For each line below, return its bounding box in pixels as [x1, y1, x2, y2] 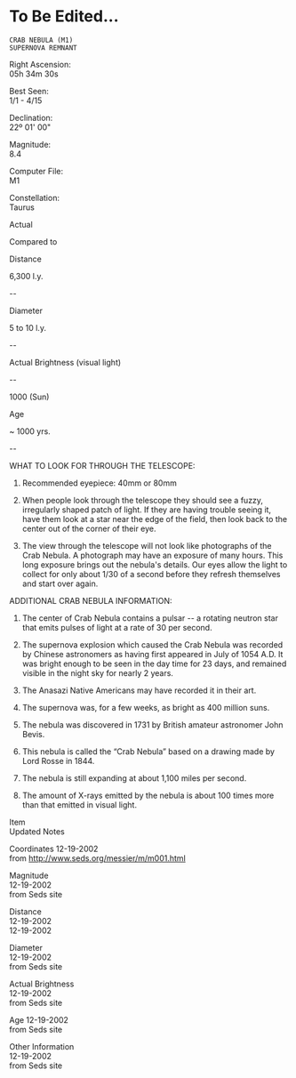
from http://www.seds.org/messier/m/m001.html [9, 852, 187, 864]
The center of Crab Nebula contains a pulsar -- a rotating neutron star [21, 612, 278, 623]
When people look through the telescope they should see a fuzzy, [21, 495, 264, 505]
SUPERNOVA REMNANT [9, 43, 77, 52]
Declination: [9, 112, 53, 123]
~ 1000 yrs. [9, 425, 51, 437]
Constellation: [9, 192, 60, 203]
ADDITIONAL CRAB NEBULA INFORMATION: [9, 595, 172, 606]
